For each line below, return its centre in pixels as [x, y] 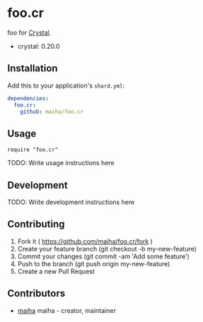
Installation [33, 68]
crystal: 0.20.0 [39, 46]
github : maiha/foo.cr [52, 112]
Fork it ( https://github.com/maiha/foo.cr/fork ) [85, 241]
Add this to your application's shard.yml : [66, 85]
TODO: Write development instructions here [71, 202]
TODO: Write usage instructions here [61, 163]
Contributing [36, 224]
